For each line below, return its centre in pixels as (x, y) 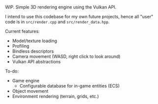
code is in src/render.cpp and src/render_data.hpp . (57, 22)
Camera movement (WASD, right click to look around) (66, 56)
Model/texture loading (35, 41)
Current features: (23, 31)
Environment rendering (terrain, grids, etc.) (55, 96)
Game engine (26, 81)
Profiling (21, 46)
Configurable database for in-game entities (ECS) (70, 86)
